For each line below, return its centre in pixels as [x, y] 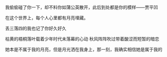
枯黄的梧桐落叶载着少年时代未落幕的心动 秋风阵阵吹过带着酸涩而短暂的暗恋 [82, 39]
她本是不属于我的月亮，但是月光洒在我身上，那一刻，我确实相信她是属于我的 [84, 49]
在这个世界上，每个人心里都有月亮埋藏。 [47, 18]
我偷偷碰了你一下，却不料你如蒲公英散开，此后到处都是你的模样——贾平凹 [82, 7]
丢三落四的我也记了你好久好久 [36, 28]
